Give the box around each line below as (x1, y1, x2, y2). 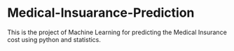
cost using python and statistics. (7, 35, 102, 43)
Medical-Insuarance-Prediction (7, 5, 195, 21)
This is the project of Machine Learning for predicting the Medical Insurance (7, 28, 228, 36)
